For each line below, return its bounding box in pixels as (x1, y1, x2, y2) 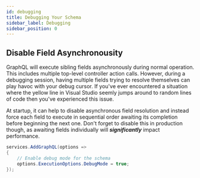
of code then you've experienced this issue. (6, 95, 115, 102)
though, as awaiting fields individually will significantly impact (6, 126, 160, 134)
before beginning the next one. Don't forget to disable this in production (6, 120, 183, 127)
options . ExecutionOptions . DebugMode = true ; (17, 161, 130, 167)
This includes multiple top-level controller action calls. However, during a (6, 70, 186, 77)
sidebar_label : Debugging (6, 20, 70, 26)
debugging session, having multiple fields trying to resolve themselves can (6, 76, 190, 84)
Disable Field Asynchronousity (6, 47, 124, 58)
